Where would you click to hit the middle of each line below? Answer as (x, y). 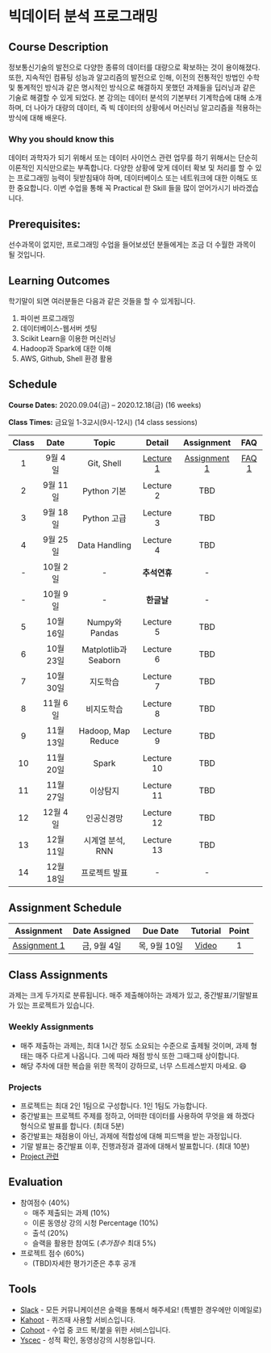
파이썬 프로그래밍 (47, 318)
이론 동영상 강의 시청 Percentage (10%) (95, 1223)
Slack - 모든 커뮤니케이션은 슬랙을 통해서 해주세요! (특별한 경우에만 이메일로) (141, 1309)
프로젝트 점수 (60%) (52, 1253)
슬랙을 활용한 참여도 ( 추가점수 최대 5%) (94, 1243)
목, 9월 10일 (161, 946)
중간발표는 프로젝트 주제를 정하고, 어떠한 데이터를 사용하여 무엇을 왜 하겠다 (138, 1116)
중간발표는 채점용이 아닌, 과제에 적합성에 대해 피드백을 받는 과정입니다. (131, 1136)
